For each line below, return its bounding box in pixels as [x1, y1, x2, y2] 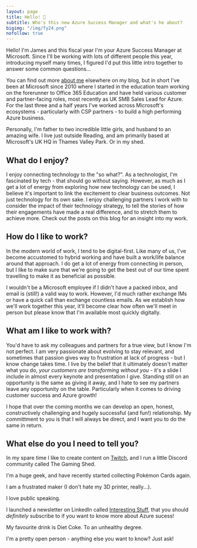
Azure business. [6, 114, 45, 121]
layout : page [6, 8, 38, 15]
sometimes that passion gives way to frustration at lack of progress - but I [6, 354, 185, 361]
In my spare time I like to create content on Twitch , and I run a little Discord [6, 454, 188, 461]
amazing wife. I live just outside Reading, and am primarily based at [6, 132, 169, 139]
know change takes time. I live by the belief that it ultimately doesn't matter [6, 360, 188, 367]
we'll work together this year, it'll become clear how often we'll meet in [6, 303, 178, 310]
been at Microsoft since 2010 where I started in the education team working [6, 83, 190, 90]
